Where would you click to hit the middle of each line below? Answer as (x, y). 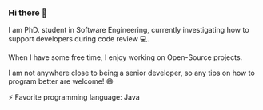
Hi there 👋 (28, 13)
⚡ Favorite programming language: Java (74, 97)
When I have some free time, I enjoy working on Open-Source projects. (126, 57)
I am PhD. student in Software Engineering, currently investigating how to (129, 30)
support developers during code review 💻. (79, 39)
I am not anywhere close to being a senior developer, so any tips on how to (132, 73)
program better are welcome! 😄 (61, 81)
